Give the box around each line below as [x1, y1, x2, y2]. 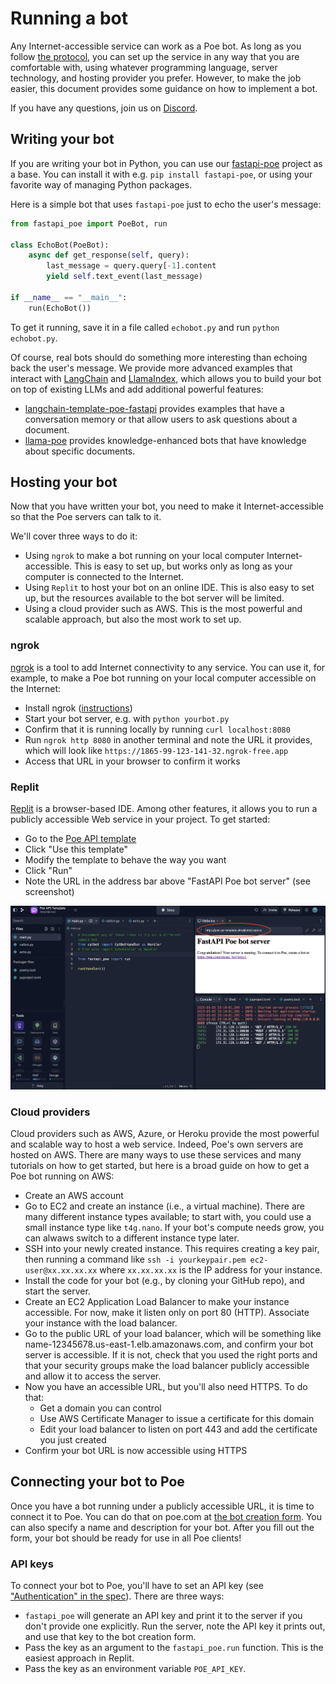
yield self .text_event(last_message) [46, 272, 203, 282]
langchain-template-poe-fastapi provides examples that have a [24, 402, 285, 414]
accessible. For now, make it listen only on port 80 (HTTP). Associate [24, 1306, 310, 1318]
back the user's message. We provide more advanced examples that [10, 362, 293, 374]
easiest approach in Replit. [24, 1652, 135, 1664]
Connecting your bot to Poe [10, 1473, 185, 1491]
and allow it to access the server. [24, 1370, 162, 1382]
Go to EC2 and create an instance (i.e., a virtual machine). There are [24, 1200, 305, 1212]
